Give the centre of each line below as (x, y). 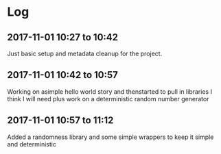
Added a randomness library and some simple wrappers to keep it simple (110, 137)
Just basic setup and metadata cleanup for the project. (85, 53)
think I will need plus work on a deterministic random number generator (108, 99)
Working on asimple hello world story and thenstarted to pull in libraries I (110, 91)
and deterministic (32, 144)
